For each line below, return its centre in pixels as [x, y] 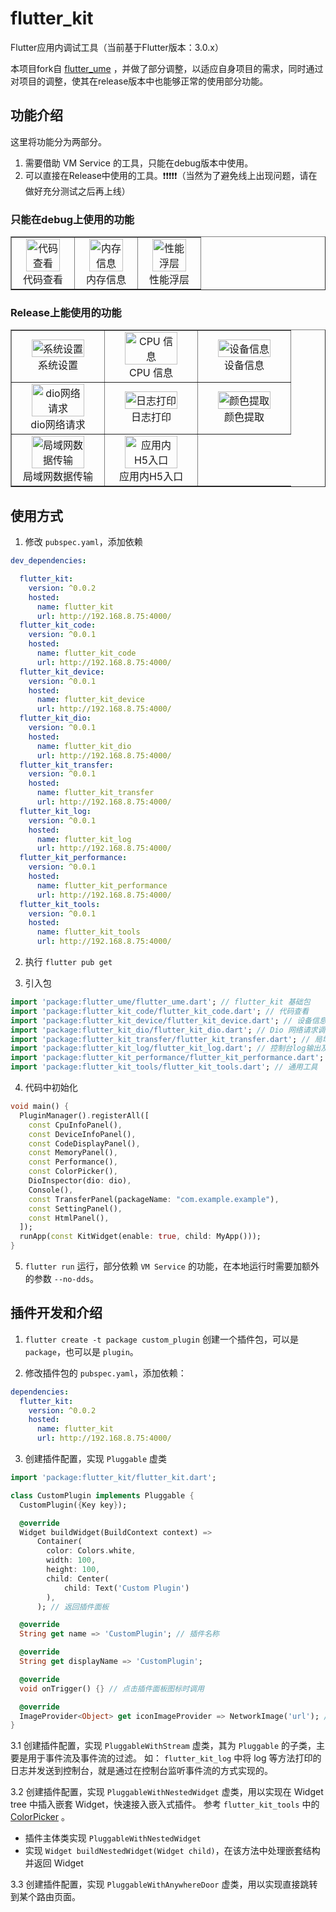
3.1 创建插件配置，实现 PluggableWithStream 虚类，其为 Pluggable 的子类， [163, 1746]
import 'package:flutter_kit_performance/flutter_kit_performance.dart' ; [167, 1058]
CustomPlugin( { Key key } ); [73, 1505]
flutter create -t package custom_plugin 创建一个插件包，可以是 [161, 1339]
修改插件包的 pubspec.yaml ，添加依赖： [105, 1373]
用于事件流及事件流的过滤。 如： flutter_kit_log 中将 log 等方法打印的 [174, 1758]
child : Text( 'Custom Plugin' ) [126, 1588]
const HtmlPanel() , [69, 1218]
